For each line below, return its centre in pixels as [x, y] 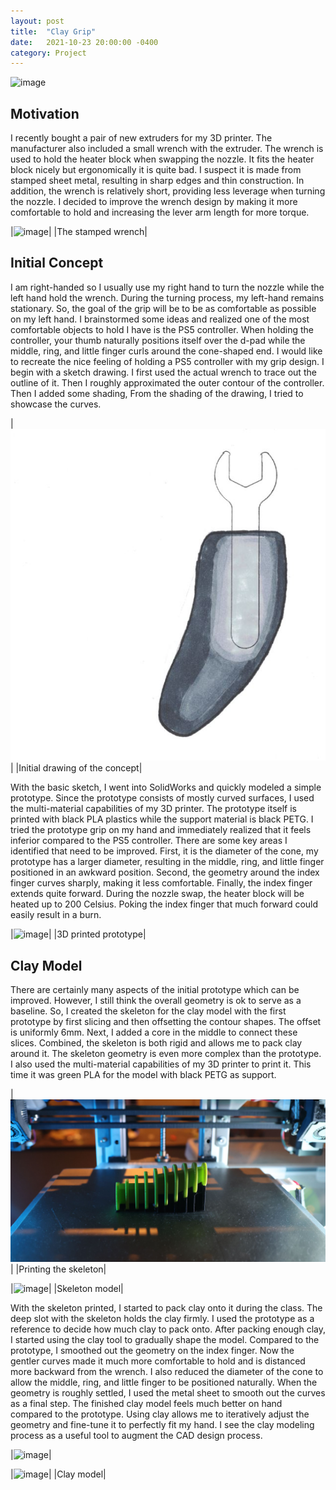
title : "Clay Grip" [53, 31]
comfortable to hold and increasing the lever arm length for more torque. [160, 212]
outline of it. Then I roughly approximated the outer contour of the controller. [167, 382]
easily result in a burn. [56, 915]
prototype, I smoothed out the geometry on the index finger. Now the [152, 1351]
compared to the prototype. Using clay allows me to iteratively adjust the [160, 1414]
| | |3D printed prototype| [78, 934]
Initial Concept [57, 263]
